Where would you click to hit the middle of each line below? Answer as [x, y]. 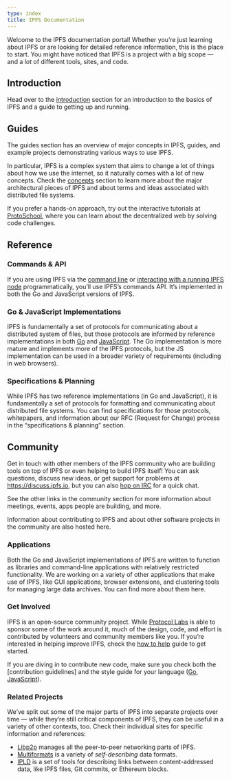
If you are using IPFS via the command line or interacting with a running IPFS [116, 279]
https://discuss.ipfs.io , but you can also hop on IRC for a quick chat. [103, 485]
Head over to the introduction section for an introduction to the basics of [110, 100]
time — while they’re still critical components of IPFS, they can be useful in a [115, 719]
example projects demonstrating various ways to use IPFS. [90, 153]
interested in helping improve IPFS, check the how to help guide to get [107, 644]
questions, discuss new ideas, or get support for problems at [93, 478]
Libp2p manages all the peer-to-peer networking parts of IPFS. [106, 747]
